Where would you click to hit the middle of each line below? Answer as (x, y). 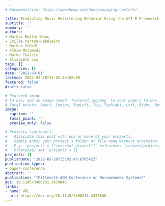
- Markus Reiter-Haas (27, 37)
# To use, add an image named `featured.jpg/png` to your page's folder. (82, 100)
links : (12, 187)
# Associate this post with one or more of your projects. (69, 136)
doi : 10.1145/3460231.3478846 (36, 182)
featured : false (22, 82)
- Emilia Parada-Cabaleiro (33, 41)
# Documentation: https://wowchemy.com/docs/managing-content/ (71, 10)
